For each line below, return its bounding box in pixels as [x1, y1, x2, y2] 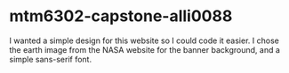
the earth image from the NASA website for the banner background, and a [9, 44, 280, 55]
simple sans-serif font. [9, 54, 92, 64]
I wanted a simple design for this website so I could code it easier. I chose [9, 35, 280, 46]
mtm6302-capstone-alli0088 [9, 6, 233, 26]
